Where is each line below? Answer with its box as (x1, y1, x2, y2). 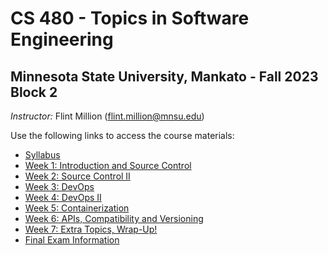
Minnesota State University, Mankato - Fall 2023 (10, 68, 319, 85)
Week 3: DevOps (24, 181, 95, 192)
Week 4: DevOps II (24, 192, 102, 203)
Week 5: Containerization (24, 202, 130, 214)
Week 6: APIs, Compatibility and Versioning (24, 213, 204, 224)
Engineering (10, 28, 114, 51)
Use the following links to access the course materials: (10, 130, 235, 141)
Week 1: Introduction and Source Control (24, 160, 192, 171)
